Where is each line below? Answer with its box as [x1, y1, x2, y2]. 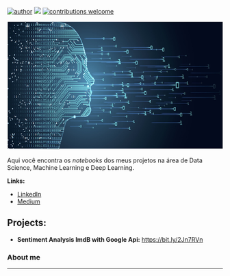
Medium [16, 197, 41, 205]
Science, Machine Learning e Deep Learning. [7, 164, 135, 171]
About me [7, 252, 41, 262]
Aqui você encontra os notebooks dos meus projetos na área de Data [7, 156, 203, 164]
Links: [7, 177, 25, 185]
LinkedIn [16, 190, 42, 198]
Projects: [7, 217, 47, 229]
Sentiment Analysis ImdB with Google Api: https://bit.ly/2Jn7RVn [16, 235, 203, 243]
